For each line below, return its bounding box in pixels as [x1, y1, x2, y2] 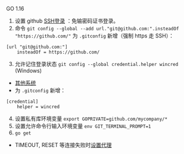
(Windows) [14, 67, 42, 74]
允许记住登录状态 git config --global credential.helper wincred [14, 61, 179, 67]
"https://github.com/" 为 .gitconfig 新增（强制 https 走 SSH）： [14, 32, 174, 39]
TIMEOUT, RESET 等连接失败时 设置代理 [14, 142, 112, 148]
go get [14, 130, 32, 136]
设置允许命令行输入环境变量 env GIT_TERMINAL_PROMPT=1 [14, 122, 151, 130]
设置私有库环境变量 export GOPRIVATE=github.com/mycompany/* [14, 115, 168, 122]
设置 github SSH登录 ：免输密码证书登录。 [14, 17, 119, 24]
